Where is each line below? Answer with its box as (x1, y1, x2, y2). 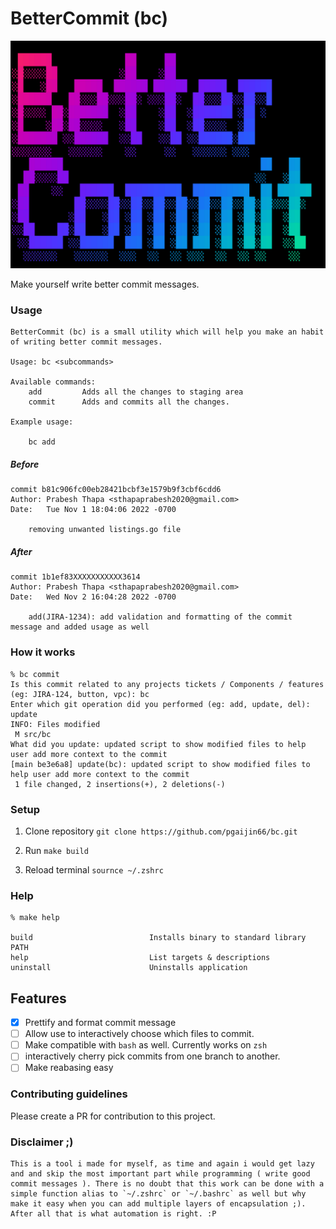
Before (10, 458, 40, 471)
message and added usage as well (10, 622, 150, 632)
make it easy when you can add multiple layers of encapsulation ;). (10, 1199, 307, 1209)
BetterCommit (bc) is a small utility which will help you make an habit (10, 327, 325, 337)
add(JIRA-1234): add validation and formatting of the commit (28, 612, 293, 622)
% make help (10, 913, 60, 923)
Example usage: (10, 417, 74, 427)
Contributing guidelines (10, 1087, 128, 1101)
